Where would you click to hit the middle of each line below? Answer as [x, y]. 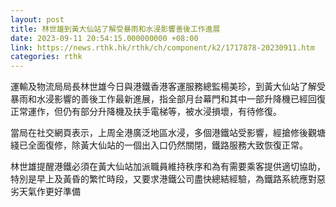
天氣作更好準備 [49, 192]
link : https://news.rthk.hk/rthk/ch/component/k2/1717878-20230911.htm [162, 47]
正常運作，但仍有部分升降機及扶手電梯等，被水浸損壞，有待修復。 [146, 112]
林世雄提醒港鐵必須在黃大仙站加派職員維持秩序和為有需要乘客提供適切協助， [168, 167]
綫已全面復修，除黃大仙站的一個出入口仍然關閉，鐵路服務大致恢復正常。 [159, 145]
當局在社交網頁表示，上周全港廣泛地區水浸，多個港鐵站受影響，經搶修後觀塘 [168, 133]
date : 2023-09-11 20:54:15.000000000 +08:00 [104, 38]
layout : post [37, 19]
